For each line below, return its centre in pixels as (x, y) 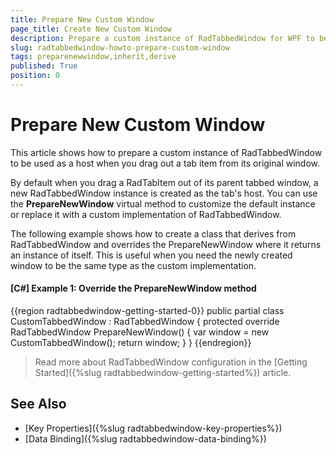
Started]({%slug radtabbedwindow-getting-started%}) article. (163, 373)
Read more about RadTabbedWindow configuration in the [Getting (171, 362)
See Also (38, 404)
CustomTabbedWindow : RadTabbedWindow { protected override (145, 322)
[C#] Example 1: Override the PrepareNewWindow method (133, 288)
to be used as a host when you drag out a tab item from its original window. (165, 163)
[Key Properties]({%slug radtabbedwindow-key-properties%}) (153, 428)
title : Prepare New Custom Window (82, 19)
